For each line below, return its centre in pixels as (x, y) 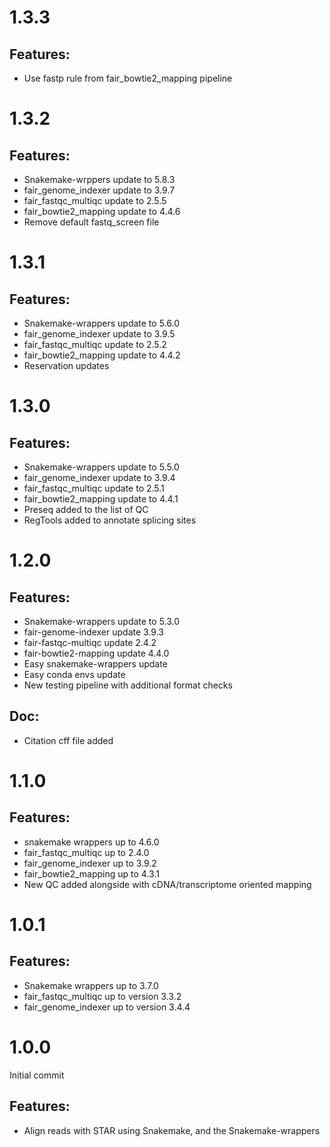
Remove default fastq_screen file (91, 222)
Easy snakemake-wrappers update (95, 664)
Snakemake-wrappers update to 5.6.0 (101, 323)
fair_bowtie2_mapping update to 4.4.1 (101, 499)
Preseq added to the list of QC (86, 509)
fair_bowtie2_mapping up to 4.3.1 (91, 873)
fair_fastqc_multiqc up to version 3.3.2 (102, 996)
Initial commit (37, 1075)
